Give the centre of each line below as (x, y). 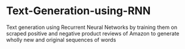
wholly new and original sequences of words (61, 40)
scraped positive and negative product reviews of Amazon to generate (93, 33)
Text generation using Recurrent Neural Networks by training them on (92, 27)
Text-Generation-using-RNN (78, 11)
